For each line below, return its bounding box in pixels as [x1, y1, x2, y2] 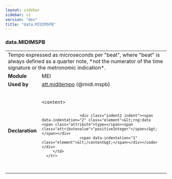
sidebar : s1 [5, 12, 31, 17]
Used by [8, 80, 29, 87]
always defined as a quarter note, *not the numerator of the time [8, 57, 163, 64]
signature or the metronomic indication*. [8, 64, 106, 71]
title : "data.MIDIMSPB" [5, 21, 56, 27]
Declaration [8, 127, 37, 134]
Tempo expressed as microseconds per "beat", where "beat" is [8, 51, 160, 58]
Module [8, 72, 27, 79]
